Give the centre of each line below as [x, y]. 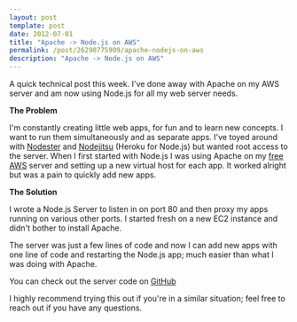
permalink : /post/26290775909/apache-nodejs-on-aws [106, 51]
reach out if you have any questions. [76, 308]
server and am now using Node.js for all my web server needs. [124, 93]
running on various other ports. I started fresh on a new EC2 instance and [144, 219]
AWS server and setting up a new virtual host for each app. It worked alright [148, 165]
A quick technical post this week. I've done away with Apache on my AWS [145, 84]
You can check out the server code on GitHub [93, 281]
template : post [37, 26]
